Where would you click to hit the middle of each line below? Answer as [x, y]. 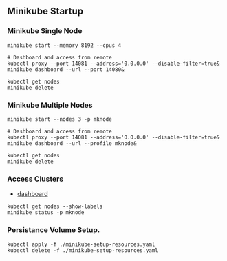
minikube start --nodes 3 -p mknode [60, 119]
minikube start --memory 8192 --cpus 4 [64, 45]
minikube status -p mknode [46, 213]
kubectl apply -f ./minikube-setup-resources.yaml [81, 244]
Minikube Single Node [45, 31]
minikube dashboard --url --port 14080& [66, 69]
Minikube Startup [45, 11]
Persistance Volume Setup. [54, 230]
